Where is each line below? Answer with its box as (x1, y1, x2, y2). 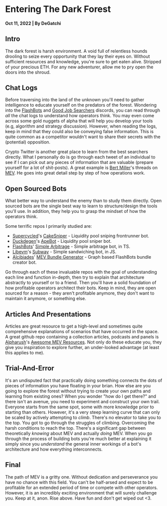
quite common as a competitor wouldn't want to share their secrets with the (5, 134, 161, 140)
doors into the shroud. (5, 69, 51, 75)
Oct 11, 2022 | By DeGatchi (5, 20, 61, 26)
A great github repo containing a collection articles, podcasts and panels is (5, 334, 159, 340)
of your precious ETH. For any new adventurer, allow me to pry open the (5, 64, 154, 70)
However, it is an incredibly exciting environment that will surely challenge (5, 490, 157, 496)
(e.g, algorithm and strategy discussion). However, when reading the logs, (5, 123, 157, 129)
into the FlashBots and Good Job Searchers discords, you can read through (5, 107, 161, 113)
